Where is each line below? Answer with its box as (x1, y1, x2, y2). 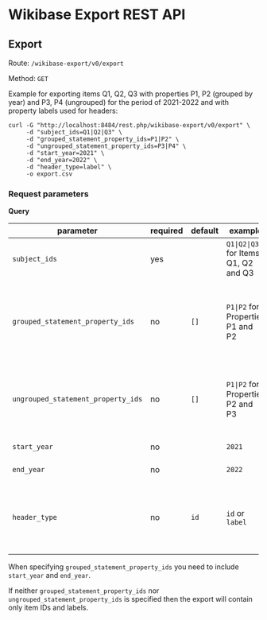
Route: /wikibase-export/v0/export (8, 58, 125, 68)
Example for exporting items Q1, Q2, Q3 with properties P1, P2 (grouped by (8, 89, 253, 99)
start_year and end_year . (8, 571, 91, 580)
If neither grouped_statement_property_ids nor (8, 586, 160, 595)
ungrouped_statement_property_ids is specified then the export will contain (8, 595, 253, 604)
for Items (226, 248, 260, 259)
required (149, 225, 184, 236)
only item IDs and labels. (8, 603, 89, 613)
